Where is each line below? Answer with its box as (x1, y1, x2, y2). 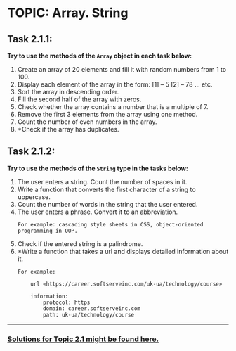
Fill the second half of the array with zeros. (17, 95, 142, 103)
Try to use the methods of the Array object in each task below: (7, 51, 192, 60)
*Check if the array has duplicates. (17, 125, 119, 133)
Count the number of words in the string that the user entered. (17, 200, 198, 208)
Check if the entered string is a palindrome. (17, 239, 143, 248)
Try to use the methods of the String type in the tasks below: (7, 164, 188, 172)
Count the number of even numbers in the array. (17, 117, 157, 126)
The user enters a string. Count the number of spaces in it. (17, 177, 188, 186)
